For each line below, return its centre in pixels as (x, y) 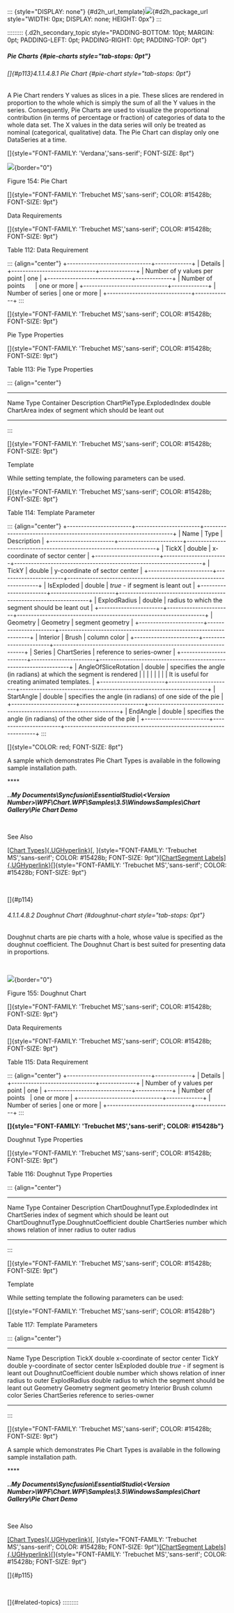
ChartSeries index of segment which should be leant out (88, 1215)
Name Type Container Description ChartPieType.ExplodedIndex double (109, 403)
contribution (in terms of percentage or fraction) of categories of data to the (116, 117)
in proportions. (29, 951)
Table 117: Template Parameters (53, 1324)
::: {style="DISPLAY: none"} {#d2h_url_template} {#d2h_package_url (108, 12)
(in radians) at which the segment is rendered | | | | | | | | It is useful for (108, 674)
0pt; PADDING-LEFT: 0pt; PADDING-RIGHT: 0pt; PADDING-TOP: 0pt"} (107, 40)
